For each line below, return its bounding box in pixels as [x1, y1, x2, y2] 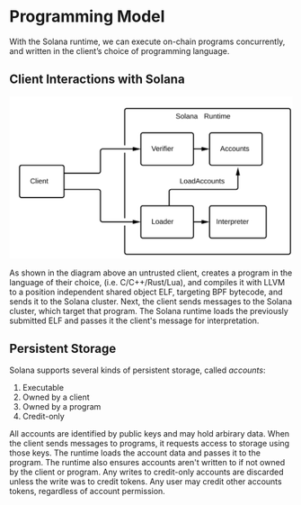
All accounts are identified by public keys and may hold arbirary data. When [9, 428, 290, 439]
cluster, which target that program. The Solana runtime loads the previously [9, 305, 289, 316]
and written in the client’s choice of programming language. [9, 45, 230, 56]
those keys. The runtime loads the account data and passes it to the [9, 447, 261, 458]
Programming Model [9, 6, 165, 27]
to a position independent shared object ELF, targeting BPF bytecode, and [9, 286, 283, 297]
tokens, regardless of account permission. [9, 486, 166, 497]
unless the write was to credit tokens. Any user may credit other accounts [9, 476, 282, 487]
